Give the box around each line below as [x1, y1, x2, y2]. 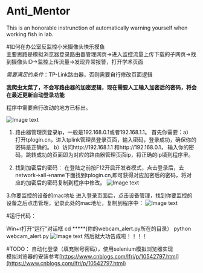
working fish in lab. [6, 30, 54, 37]
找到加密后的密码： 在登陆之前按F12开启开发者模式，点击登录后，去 [14, 164, 184, 171]
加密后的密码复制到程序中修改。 [25, 179, 106, 186]
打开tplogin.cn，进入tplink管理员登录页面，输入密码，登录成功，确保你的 [14, 136, 197, 143]
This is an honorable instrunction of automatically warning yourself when [6, 24, 188, 31]
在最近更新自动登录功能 [6, 91, 65, 98]
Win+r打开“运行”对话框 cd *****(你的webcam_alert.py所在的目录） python [6, 225, 192, 232]
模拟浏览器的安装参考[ [6, 253, 62, 260]
